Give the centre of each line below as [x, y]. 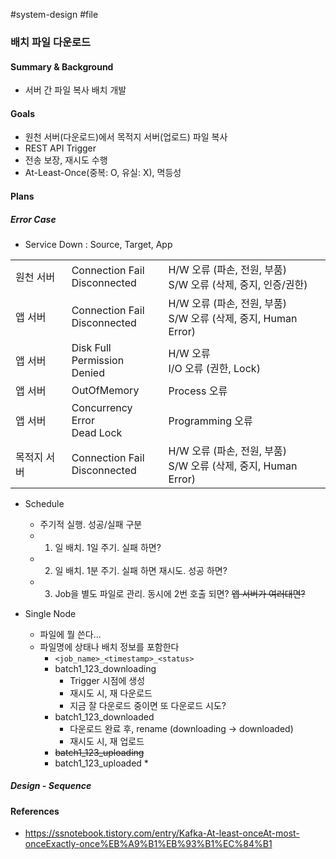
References [35, 811]
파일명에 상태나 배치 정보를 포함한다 [109, 646]
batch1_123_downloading [105, 668]
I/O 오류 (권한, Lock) [214, 368]
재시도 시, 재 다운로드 [111, 693]
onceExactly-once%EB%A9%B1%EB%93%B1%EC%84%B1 [148, 844]
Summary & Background [62, 66]
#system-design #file [54, 14]
